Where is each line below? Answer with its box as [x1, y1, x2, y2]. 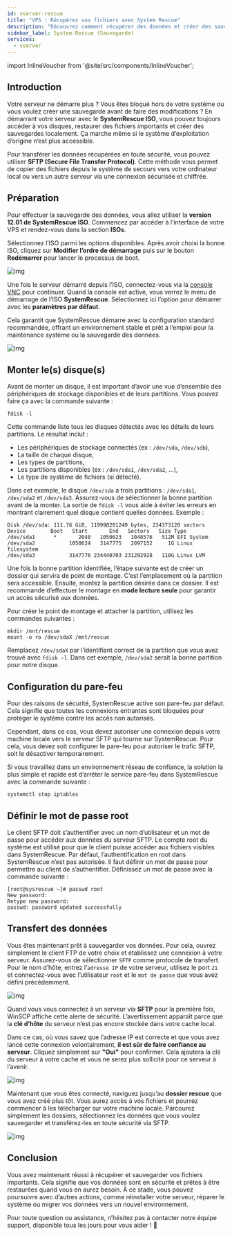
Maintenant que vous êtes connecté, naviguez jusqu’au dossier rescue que [7, 1089, 222, 1097]
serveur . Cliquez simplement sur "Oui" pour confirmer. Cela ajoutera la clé [7, 1048, 221, 1056]
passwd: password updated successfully [7, 904, 122, 911]
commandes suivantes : [7, 615, 75, 623]
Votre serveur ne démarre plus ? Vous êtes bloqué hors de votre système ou [7, 100, 224, 108]
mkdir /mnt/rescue [7, 628, 60, 635]
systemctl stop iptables [7, 791, 79, 798]
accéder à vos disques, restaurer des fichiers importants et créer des [7, 122, 204, 130]
